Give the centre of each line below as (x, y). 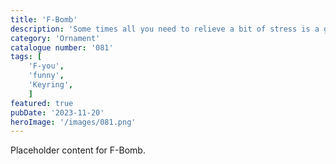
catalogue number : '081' (62, 47)
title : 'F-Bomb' (44, 19)
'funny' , (46, 76)
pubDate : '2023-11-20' (57, 112)
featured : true (42, 103)
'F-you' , (46, 66)
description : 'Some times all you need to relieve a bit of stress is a (165, 29)
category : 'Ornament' (55, 38)
